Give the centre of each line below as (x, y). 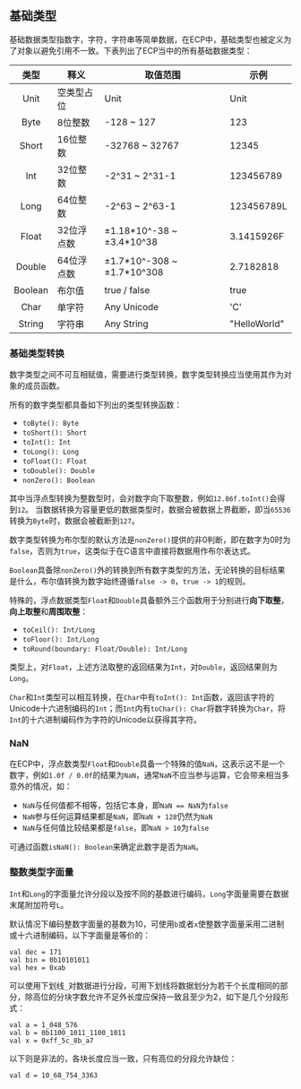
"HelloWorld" (257, 324)
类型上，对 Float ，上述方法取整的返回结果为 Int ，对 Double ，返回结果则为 (143, 667)
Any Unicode (132, 307)
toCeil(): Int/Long (59, 630)
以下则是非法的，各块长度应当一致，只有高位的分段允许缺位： (123, 1058)
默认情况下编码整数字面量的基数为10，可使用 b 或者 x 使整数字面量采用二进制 (147, 924)
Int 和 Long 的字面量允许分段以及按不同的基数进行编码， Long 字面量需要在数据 (149, 894)
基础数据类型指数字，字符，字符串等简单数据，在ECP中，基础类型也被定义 (146, 39)
